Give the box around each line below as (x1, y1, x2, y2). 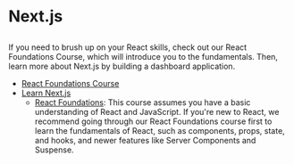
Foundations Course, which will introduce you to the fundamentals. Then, (8, 51, 279, 61)
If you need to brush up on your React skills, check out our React (8, 42, 248, 53)
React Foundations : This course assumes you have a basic (34, 96, 251, 108)
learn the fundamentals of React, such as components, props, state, (34, 125, 285, 135)
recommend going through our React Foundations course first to (34, 116, 273, 127)
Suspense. (34, 144, 74, 155)
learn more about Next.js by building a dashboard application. (8, 61, 236, 71)
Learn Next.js (21, 87, 71, 98)
